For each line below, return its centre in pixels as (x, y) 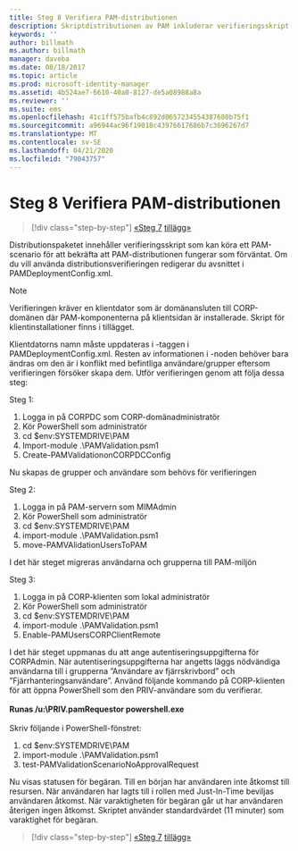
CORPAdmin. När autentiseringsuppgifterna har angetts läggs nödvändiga (145, 661)
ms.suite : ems (36, 109)
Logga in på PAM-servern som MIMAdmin (99, 507)
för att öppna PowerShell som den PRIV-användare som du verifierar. (136, 690)
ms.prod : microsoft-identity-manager (79, 84)
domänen (27, 317)
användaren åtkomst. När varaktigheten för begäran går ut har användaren (146, 801)
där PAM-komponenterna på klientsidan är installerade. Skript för (166, 317)
